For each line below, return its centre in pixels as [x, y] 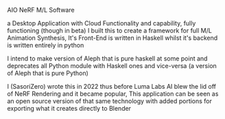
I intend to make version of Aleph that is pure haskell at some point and [107, 58]
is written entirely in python [46, 45]
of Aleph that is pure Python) [48, 73]
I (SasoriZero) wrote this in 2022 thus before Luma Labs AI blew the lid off [112, 86]
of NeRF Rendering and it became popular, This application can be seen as [113, 94]
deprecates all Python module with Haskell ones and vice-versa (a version [112, 66]
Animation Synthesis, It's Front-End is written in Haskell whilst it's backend [113, 38]
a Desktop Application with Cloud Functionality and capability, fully [102, 23]
